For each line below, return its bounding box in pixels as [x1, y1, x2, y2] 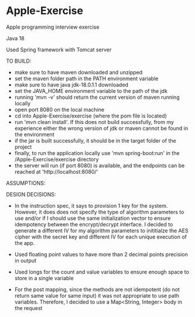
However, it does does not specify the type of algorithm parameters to [14, 208, 184, 215]
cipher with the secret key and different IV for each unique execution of [14, 233, 187, 240]
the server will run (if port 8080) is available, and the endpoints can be [14, 162, 185, 169]
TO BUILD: [6, 57, 32, 64]
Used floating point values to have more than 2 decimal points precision [14, 250, 189, 258]
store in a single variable [14, 274, 74, 281]
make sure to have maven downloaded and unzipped [14, 68, 143, 75]
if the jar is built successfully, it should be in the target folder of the [14, 137, 177, 144]
